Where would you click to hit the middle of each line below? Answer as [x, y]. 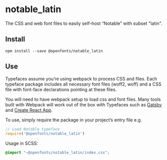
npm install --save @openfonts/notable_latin [54, 51]
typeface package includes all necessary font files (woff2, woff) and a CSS [83, 84]
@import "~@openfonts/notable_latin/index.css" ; [57, 153]
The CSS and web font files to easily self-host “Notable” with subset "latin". [84, 23]
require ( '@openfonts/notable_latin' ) [45, 134]
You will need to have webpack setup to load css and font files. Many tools [83, 99]
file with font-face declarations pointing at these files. [61, 89]
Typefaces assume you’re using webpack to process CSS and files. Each [81, 78]
